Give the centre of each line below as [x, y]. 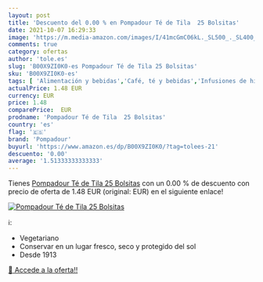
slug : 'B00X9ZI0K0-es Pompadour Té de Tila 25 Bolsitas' [103, 67]
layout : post [29, 15]
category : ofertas [38, 52]
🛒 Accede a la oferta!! [43, 270]
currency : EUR [31, 96]
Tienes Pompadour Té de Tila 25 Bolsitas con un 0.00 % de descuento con [129, 183]
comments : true [33, 45]
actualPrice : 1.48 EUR [45, 88]
